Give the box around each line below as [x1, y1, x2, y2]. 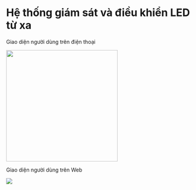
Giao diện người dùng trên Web [6, 166, 83, 173]
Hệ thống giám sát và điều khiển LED [6, 6, 190, 20]
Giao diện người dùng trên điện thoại [6, 38, 96, 45]
